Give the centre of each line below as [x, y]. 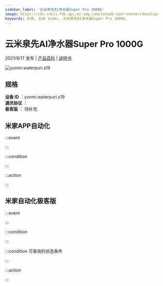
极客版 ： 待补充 [21, 109]
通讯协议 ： [16, 103]
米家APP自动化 [27, 126]
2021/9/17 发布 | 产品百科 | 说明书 [38, 58]
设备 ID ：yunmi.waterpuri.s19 [35, 97]
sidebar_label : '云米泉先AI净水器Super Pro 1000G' [55, 9]
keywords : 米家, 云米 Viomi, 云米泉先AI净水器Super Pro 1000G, [66, 18]
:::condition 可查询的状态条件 [34, 251]
